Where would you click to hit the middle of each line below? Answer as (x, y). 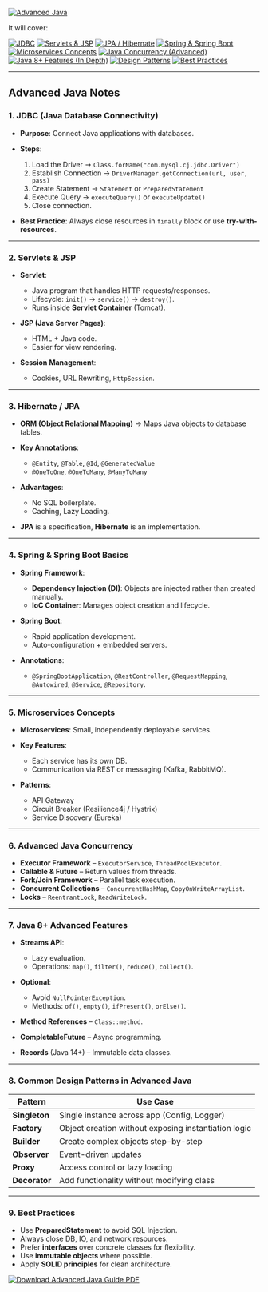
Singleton (31, 1115)
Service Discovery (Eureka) (77, 817)
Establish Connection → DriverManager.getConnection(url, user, (140, 173)
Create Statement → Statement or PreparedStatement (118, 188)
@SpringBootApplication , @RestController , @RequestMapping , (130, 676)
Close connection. (61, 205)
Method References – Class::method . (81, 1021)
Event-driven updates (100, 1154)
